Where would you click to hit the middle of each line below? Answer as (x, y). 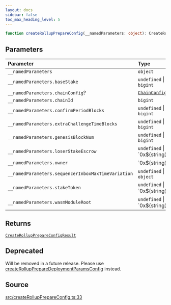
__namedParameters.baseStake (43, 82)
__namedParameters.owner (38, 163)
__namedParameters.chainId (40, 100)
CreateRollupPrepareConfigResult (41, 235)
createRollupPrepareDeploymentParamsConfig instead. (63, 269)
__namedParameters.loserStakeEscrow (52, 151)
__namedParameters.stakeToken (45, 188)
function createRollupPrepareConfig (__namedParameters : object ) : (76, 34)
